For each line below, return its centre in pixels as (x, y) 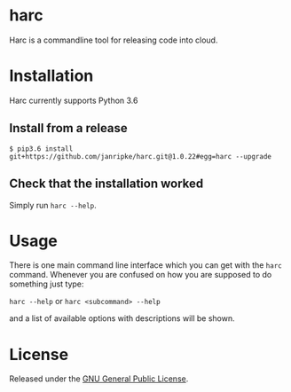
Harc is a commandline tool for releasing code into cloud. (114, 40)
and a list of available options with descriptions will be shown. (122, 318)
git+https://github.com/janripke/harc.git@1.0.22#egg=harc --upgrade (141, 156)
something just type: (47, 284)
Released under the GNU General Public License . (99, 379)
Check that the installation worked (106, 184)
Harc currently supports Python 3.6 (74, 100)
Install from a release (69, 128)
